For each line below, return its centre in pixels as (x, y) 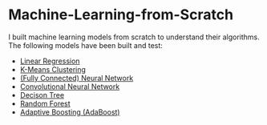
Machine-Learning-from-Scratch (121, 15)
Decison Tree (42, 95)
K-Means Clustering (53, 69)
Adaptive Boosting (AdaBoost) (70, 112)
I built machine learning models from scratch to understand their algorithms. (134, 37)
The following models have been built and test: (85, 45)
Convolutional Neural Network (70, 87)
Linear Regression (50, 61)
